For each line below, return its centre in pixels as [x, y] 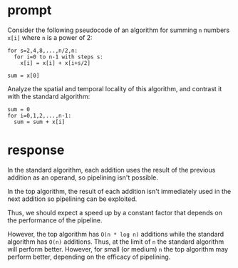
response [36, 150]
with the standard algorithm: [49, 96]
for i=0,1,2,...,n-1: [40, 115]
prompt [30, 10]
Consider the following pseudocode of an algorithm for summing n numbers [119, 30]
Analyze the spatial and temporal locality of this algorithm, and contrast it [115, 88]
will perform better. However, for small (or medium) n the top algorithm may [118, 249]
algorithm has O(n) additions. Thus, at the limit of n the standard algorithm [116, 242]
